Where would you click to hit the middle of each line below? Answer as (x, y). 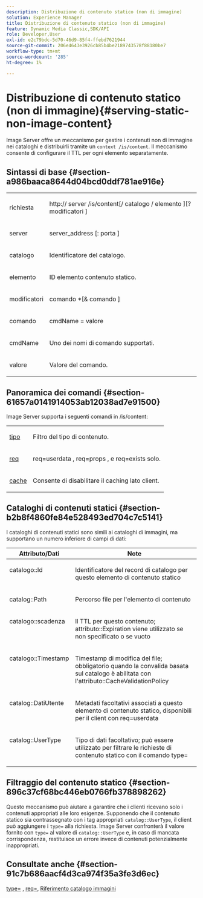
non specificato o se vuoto (113, 636)
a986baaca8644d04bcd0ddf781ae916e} (85, 181)
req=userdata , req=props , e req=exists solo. (97, 459)
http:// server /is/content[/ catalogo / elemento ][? (120, 204)
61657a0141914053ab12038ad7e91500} (83, 402)
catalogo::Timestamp (39, 658)
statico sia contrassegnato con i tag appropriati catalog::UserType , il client (99, 819)
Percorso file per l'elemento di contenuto (133, 599)
